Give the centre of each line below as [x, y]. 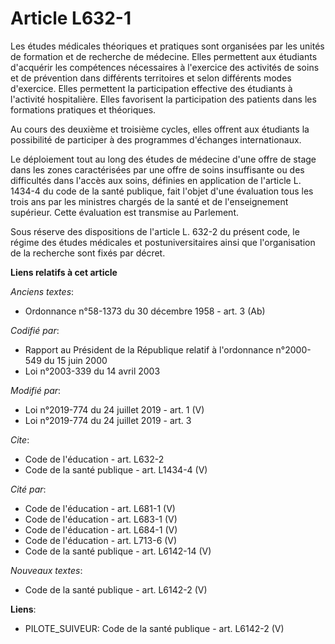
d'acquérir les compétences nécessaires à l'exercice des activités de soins [165, 67]
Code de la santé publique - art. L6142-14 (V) [118, 551]
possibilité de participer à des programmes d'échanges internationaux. [156, 139]
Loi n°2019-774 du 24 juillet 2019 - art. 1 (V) [114, 409]
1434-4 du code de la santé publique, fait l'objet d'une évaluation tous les [162, 191]
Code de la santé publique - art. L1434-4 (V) [116, 469]
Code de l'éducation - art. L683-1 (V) [101, 519]
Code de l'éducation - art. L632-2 [94, 459]
